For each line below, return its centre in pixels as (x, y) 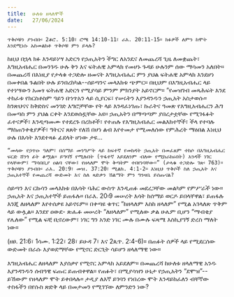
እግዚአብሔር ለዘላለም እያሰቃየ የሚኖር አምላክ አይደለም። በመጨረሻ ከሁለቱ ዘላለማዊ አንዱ (112, 263)
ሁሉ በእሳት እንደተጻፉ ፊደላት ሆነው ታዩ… (55, 137)
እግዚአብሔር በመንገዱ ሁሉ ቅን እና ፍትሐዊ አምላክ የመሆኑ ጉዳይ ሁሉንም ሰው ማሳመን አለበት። (116, 66)
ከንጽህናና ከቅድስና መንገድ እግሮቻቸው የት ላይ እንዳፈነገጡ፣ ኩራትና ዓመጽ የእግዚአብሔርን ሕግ (115, 106)
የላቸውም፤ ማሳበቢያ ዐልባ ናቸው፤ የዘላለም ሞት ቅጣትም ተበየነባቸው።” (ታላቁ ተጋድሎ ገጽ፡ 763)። (115, 162)
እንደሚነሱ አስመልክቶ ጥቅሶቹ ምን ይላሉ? (51, 45)
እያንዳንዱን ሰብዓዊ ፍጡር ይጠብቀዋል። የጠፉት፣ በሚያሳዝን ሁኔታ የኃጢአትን (95, 270)
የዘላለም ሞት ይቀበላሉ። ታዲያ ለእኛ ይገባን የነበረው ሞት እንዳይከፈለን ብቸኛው (119, 278)
